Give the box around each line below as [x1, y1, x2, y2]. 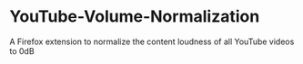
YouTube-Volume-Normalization [9, 6, 260, 27]
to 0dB [9, 45, 35, 56]
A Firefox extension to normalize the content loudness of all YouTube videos [9, 36, 295, 47]
